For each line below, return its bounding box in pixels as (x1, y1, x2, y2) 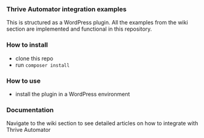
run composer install (15, 61, 70, 69)
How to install (6, 40, 48, 49)
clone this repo (15, 55, 53, 62)
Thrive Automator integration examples (6, 5, 127, 13)
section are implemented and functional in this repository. (6, 25, 152, 33)
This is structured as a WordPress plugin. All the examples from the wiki (6, 19, 189, 26)
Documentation (6, 105, 54, 114)
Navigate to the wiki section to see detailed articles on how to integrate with (6, 120, 198, 127)
